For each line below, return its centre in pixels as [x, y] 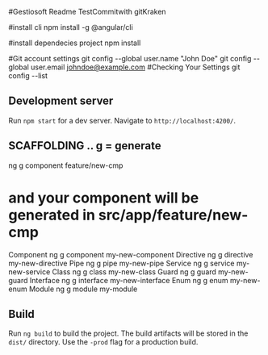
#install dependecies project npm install [75, 43]
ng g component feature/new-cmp [66, 165]
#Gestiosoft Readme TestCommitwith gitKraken [88, 12]
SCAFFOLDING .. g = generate [85, 146]
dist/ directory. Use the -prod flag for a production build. [103, 342]
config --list [28, 75]
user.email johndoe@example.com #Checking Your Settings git [136, 67]
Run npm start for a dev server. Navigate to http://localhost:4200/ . [122, 120]
